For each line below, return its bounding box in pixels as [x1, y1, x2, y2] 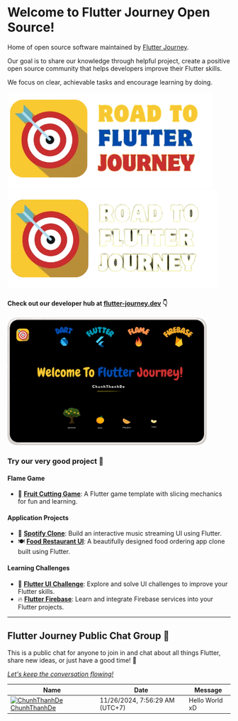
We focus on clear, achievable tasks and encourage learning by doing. [7, 77, 212, 86]
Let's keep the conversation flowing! [7, 670, 114, 678]
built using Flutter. [17, 548, 71, 556]
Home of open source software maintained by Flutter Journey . [7, 43, 189, 51]
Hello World [188, 696, 223, 705]
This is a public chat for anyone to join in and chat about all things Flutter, [7, 649, 221, 657]
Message [194, 685, 222, 694]
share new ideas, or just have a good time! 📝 [7, 656, 137, 665]
